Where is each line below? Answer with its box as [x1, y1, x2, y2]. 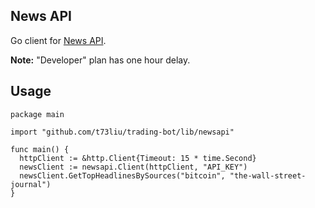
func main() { [10, 144, 70, 154]
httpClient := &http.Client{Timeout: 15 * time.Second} [19, 153, 257, 163]
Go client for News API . [10, 34, 107, 46]
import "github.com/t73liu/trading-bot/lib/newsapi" [10, 127, 235, 137]
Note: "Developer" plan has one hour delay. [10, 54, 191, 66]
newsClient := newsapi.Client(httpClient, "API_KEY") [19, 162, 248, 172]
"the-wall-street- [229, 170, 307, 181]
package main [10, 109, 65, 119]
